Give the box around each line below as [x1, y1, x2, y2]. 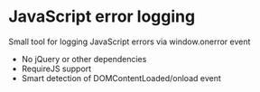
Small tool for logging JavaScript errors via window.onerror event [8, 36, 251, 47]
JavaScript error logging [8, 6, 196, 27]
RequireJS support [21, 63, 92, 74]
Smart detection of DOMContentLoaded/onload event [21, 72, 222, 83]
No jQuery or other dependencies [21, 53, 147, 64]
